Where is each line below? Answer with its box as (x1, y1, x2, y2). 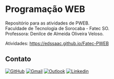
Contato (5, 55, 31, 63)
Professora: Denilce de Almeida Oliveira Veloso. (5, 30, 104, 36)
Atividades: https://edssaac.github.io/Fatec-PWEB (5, 40, 109, 46)
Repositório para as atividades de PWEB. (5, 20, 90, 26)
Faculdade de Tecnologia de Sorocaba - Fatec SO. (5, 25, 109, 31)
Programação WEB (5, 3, 85, 15)
